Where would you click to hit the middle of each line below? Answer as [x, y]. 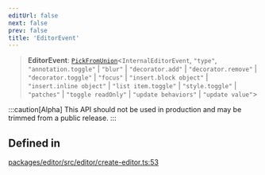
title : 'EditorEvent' [44, 38]
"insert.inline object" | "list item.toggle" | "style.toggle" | [132, 86]
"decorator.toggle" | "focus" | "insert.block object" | [118, 77]
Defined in [35, 143]
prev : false [28, 30]
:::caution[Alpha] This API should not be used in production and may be [125, 110]
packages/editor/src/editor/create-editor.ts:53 [83, 162]
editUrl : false [33, 16]
